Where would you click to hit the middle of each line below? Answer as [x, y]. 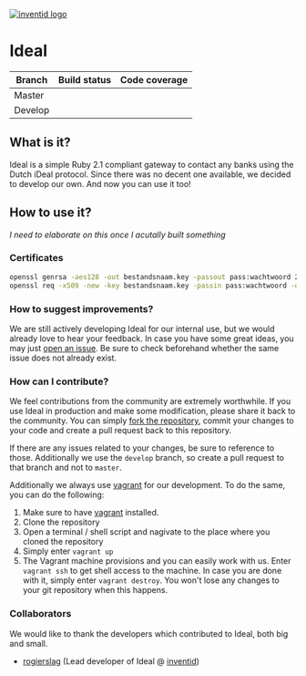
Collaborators [41, 614]
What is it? [40, 143]
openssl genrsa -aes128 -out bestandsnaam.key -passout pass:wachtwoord [150, 277]
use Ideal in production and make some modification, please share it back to [153, 411]
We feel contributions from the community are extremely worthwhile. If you [150, 401]
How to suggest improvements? [82, 308]
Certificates [36, 258]
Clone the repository [61, 522]
